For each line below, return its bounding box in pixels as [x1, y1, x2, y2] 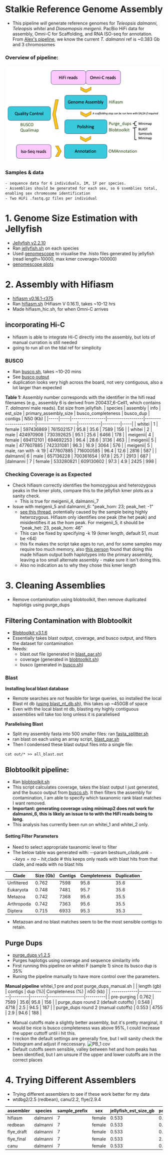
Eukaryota [7, 887, 28, 893]
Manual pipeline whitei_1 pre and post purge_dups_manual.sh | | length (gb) [5, 983, 161, 989]
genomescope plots [12, 261, 54, 267]
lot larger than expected [12, 384, 62, 390]
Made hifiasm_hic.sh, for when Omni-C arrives [12, 306, 108, 312]
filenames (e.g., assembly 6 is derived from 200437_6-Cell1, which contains [5, 399, 161, 405]
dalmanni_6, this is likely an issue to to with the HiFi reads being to [12, 811, 153, 817]
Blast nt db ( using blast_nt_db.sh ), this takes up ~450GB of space [12, 701, 148, 707]
